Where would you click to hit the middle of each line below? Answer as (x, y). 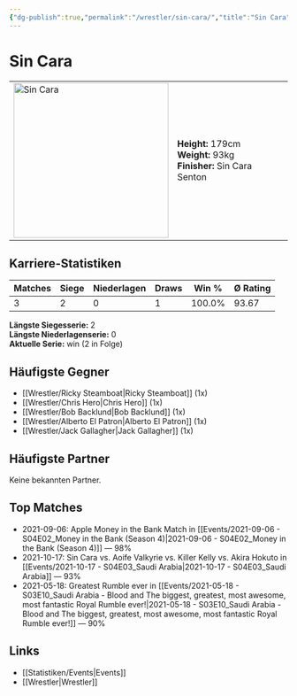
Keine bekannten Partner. (55, 480)
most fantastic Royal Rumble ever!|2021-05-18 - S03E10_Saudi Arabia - (151, 604)
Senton (192, 176)
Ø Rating (252, 289)
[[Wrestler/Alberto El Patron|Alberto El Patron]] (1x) (114, 421)
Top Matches (46, 508)
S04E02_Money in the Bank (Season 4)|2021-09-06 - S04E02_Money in (154, 538)
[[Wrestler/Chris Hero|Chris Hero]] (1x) (92, 403)
